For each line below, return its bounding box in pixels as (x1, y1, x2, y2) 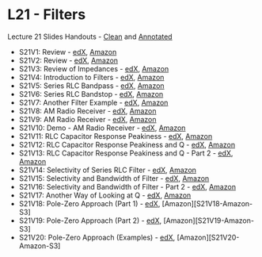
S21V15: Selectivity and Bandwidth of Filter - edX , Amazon (18, 173, 210, 183)
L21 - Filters (7, 6, 86, 24)
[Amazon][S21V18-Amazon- (161, 198, 253, 208)
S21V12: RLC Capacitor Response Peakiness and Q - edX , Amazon (18, 140, 235, 149)
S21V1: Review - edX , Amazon (18, 47, 117, 56)
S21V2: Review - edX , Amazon (18, 56, 119, 65)
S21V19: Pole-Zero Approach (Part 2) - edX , (18, 216, 162, 225)
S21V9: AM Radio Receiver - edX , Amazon (18, 114, 157, 124)
